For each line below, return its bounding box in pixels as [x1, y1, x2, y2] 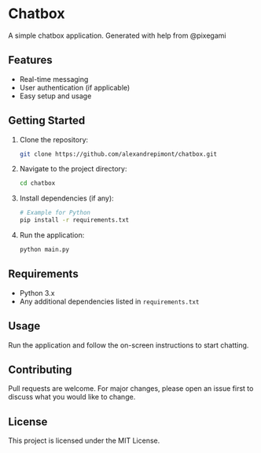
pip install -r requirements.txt [19, 216, 130, 224]
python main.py [19, 245, 70, 254]
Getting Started [8, 114, 86, 127]
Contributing [8, 363, 72, 376]
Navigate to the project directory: [19, 164, 127, 174]
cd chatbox [19, 179, 56, 187]
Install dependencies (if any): [19, 193, 114, 203]
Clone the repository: [19, 134, 89, 144]
